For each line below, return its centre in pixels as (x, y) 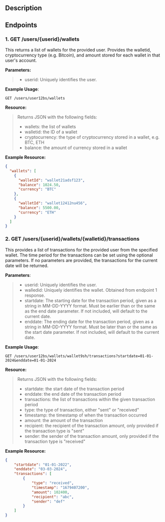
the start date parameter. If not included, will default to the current (92, 332)
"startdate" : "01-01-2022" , (43, 465)
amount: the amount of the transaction (64, 420)
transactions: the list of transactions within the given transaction (90, 399)
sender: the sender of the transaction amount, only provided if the (92, 436)
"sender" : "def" (48, 501)
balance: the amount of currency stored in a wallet (76, 148)
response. (35, 295)
